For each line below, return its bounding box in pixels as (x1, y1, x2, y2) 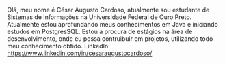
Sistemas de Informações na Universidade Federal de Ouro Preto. (7, 13, 192, 21)
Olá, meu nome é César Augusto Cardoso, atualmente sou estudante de (7, 6, 210, 14)
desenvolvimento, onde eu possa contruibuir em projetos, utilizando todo (7, 35, 213, 43)
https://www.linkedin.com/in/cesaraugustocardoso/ (7, 49, 153, 57)
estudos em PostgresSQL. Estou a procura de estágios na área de (7, 27, 193, 35)
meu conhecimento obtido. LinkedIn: (7, 42, 111, 50)
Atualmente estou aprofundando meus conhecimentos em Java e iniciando (7, 20, 219, 28)
